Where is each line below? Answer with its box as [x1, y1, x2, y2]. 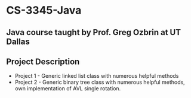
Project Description [6, 56, 80, 67]
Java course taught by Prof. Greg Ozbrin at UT [6, 27, 181, 37]
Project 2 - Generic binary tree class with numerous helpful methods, [14, 78, 185, 86]
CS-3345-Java [6, 4, 82, 17]
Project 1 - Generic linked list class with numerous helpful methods [14, 72, 179, 80]
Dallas [6, 36, 30, 46]
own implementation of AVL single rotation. [14, 85, 121, 92]
